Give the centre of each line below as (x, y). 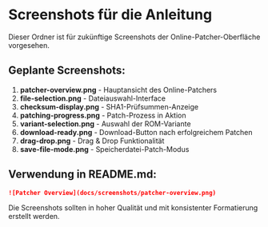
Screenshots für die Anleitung (110, 15)
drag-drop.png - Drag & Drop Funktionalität (92, 141)
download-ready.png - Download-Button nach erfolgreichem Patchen (136, 132)
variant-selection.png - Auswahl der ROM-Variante (105, 123)
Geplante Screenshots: (67, 71)
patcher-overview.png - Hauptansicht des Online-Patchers (118, 90)
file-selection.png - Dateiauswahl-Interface (93, 98)
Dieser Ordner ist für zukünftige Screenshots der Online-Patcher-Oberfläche (134, 37)
